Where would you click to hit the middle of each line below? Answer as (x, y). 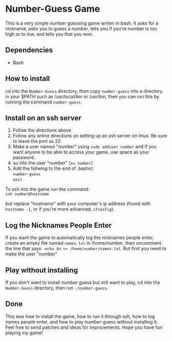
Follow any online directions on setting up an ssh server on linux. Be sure (90, 136)
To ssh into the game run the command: (47, 189)
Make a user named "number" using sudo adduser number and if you (84, 147)
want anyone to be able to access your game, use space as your (81, 152)
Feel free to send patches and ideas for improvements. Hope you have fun (84, 327)
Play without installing (42, 270)
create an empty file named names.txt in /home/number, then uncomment (83, 243)
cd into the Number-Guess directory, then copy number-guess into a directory (84, 91)
